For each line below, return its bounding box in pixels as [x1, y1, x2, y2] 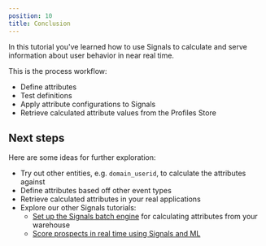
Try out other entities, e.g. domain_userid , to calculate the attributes [20, 168, 246, 179]
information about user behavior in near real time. [8, 50, 175, 60]
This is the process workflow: [8, 66, 107, 76]
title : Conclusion [8, 19, 71, 28]
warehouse [32, 220, 71, 230]
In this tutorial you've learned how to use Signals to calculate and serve [8, 41, 248, 51]
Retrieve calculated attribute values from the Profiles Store [20, 107, 217, 118]
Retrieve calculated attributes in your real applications [20, 194, 201, 204]
